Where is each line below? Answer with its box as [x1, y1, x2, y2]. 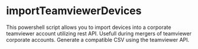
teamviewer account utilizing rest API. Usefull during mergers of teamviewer [6, 30, 192, 37]
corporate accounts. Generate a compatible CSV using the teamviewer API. [6, 36, 190, 43]
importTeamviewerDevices [6, 4, 142, 18]
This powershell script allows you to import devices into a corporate [6, 24, 171, 31]
